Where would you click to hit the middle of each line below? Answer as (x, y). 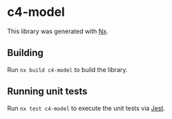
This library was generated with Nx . (58, 31)
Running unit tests (47, 92)
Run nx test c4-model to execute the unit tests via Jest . (86, 108)
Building (25, 53)
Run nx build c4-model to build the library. (67, 69)
